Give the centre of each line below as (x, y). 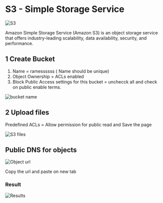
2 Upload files (27, 113)
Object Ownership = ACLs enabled (48, 76)
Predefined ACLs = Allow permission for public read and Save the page (78, 124)
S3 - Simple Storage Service (65, 9)
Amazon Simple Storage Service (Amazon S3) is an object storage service (82, 32)
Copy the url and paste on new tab (41, 171)
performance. (19, 43)
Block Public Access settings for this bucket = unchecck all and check (85, 81)
